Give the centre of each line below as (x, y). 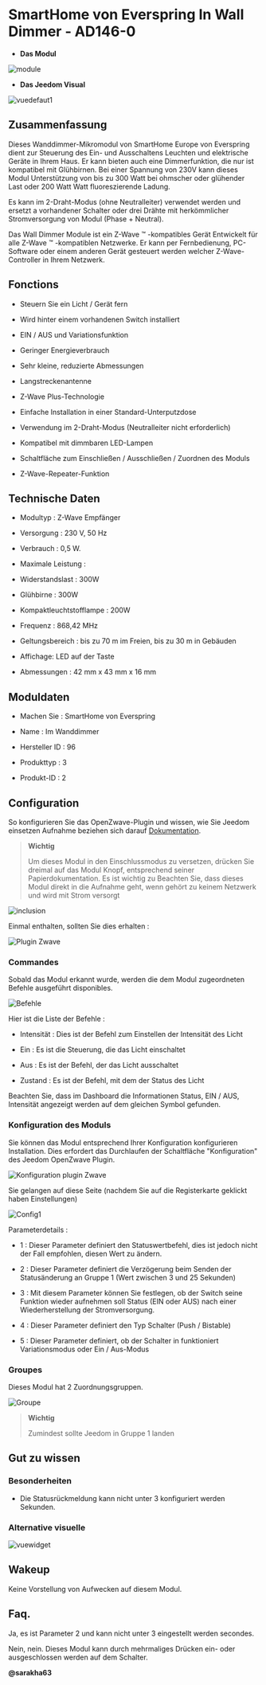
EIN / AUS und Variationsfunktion (74, 334)
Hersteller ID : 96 (47, 747)
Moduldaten (39, 697)
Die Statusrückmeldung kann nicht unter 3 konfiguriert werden (122, 1498)
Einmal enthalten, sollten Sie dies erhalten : (79, 926)
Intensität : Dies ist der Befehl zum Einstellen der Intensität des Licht (131, 1034)
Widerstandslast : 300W (59, 580)
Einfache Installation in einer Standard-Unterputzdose (108, 412)
